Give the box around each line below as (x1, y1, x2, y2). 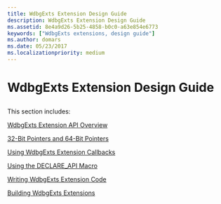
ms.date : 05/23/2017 (7, 43, 68, 50)
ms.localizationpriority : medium (7, 50, 105, 57)
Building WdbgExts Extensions (7, 189, 95, 197)
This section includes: (7, 107, 71, 116)
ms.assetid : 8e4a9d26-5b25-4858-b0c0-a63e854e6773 (7, 23, 159, 30)
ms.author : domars (7, 36, 61, 43)
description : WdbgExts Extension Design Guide (7, 17, 146, 24)
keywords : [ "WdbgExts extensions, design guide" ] (7, 29, 156, 37)
